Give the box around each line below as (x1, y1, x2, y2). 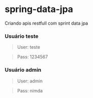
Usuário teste (5, 33, 39, 40)
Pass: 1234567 (17, 54, 49, 60)
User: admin (17, 78, 43, 84)
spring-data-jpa (5, 4, 74, 15)
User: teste (17, 44, 40, 50)
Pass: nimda (17, 87, 43, 93)
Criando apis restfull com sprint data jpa (5, 20, 88, 26)
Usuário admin (5, 66, 41, 73)
